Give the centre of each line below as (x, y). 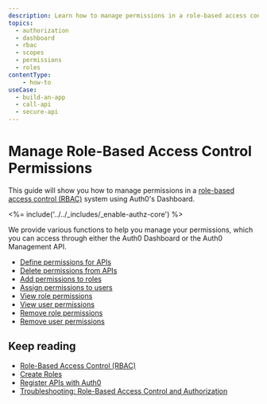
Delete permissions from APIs (68, 270)
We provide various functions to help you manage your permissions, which (131, 229)
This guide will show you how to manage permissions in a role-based (122, 190)
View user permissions (57, 304)
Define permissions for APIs (66, 262)
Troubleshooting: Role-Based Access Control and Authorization (124, 390)
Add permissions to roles (60, 279)
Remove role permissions (61, 312)
